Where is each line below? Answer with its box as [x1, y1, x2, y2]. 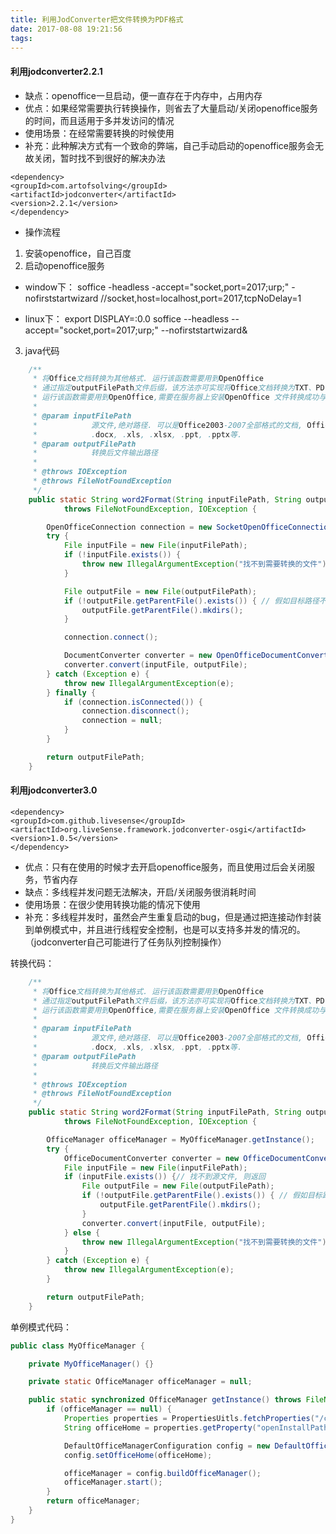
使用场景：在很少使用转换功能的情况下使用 [24, 898, 201, 910]
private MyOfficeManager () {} [28, 1359, 155, 1369]
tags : [10, 33, 33, 43]
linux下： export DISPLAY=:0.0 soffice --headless [24, 312, 230, 325]
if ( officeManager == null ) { [46, 1404, 172, 1415]
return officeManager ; [46, 1496, 141, 1506]
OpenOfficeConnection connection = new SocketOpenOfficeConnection [46, 522, 333, 532]
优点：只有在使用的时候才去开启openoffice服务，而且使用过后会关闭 [24, 861, 307, 873]
